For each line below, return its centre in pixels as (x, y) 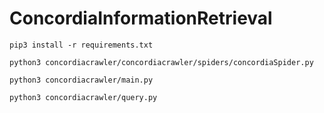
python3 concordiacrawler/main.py (81, 80)
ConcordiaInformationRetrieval (141, 18)
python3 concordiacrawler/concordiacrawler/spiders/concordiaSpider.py (161, 62)
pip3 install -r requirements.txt (81, 45)
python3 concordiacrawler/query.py (83, 97)
